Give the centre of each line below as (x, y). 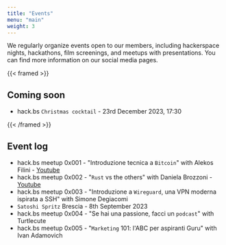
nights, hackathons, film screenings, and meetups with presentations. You (111, 53)
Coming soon (36, 95)
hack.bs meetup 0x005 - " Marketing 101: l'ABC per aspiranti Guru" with (117, 228)
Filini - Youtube (38, 170)
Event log (28, 146)
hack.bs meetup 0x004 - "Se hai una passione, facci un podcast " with (115, 214)
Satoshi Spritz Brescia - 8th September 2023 (82, 206)
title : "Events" (30, 13)
